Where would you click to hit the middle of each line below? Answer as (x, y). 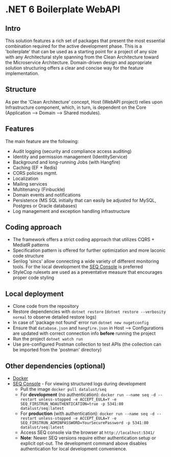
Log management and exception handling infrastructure (71, 211)
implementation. (22, 73)
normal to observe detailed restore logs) (55, 317)
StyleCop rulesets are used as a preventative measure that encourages (87, 272)
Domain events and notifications (46, 195)
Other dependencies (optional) (55, 366)
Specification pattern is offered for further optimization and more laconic (89, 250)
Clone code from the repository (46, 306)
